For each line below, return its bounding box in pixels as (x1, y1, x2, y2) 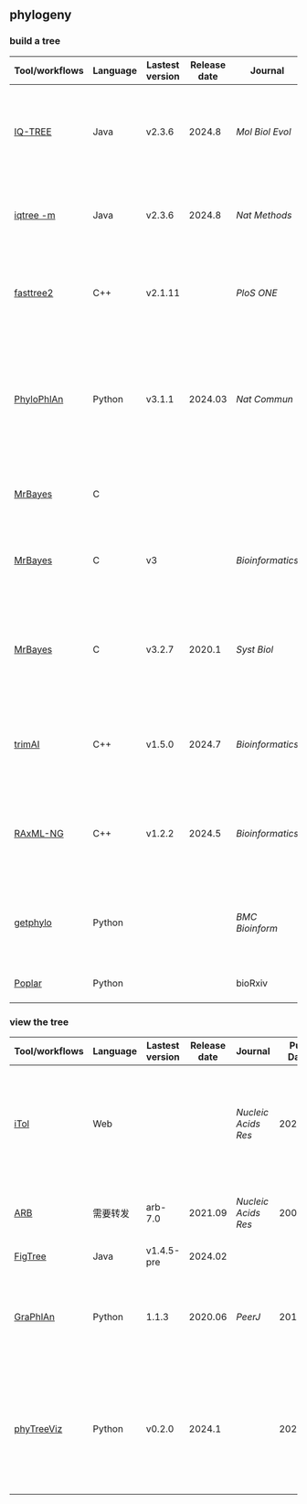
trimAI (14, 738, 40, 751)
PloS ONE (236, 286, 278, 299)
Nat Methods (236, 208, 292, 221)
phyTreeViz (14, 1422, 63, 1435)
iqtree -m (14, 208, 57, 221)
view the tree (9, 1015, 69, 1028)
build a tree (9, 35, 61, 48)
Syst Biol (236, 643, 274, 656)
